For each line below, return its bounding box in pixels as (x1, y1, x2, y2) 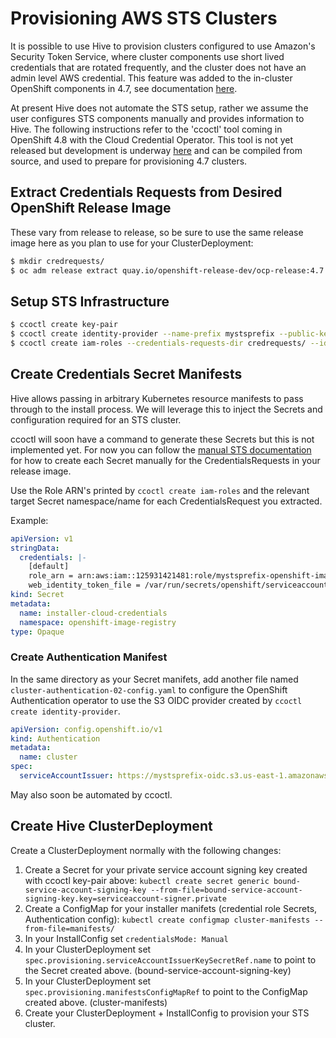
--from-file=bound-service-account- (150, 885, 303, 895)
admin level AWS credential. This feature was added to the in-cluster (10, 72, 293, 84)
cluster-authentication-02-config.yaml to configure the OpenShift (10, 683, 288, 696)
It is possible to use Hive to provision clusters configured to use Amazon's (10, 40, 316, 52)
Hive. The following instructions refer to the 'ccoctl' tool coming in (10, 123, 283, 135)
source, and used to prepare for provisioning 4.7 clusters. (10, 155, 248, 167)
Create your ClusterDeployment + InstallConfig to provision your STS (24, 1007, 310, 1019)
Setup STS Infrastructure (10, 293, 170, 310)
